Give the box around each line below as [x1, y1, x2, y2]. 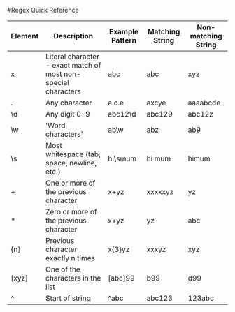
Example [109, 27, 138, 36]
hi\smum [108, 154, 137, 163]
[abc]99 [108, 274, 135, 283]
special [45, 78, 69, 87]
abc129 [146, 110, 173, 119]
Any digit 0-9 [45, 110, 91, 119]
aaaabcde [187, 98, 221, 107]
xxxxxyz [146, 187, 174, 196]
